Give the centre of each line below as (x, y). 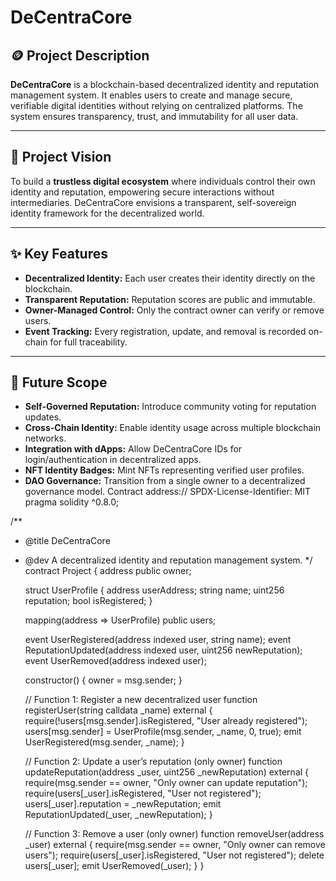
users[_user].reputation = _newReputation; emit (123, 804)
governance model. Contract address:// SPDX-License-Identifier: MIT (168, 492)
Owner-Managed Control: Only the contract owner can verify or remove (174, 310)
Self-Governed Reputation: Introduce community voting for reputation (170, 407)
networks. (45, 438)
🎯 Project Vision (61, 157)
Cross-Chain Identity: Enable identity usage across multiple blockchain (173, 428)
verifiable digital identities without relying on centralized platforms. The (156, 105)
